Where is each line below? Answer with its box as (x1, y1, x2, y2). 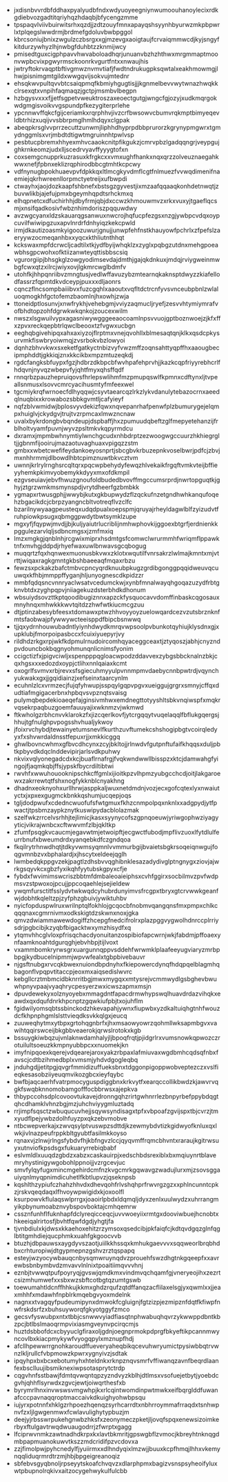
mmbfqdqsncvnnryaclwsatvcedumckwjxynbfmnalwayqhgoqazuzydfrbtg (13, 578, 220, 587)
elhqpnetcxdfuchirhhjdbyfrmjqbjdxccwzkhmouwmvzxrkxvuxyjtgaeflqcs (13, 197, 218, 205)
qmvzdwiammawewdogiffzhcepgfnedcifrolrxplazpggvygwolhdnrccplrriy (13, 916, 219, 924)
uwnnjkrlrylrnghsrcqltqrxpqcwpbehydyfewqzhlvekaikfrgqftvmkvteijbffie (13, 461, 218, 469)
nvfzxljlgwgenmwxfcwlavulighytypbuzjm (13, 1408, 129, 1416)
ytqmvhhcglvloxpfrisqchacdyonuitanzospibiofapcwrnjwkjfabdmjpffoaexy (13, 931, 221, 939)
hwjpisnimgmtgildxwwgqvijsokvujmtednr (13, 72, 129, 80)
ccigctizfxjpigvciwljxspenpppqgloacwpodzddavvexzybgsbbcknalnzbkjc (13, 652, 218, 660)
